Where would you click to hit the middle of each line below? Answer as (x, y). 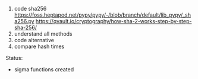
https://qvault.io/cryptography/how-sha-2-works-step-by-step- (114, 21)
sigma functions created (44, 69)
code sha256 (30, 9)
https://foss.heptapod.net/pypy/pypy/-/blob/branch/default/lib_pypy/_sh (103, 15)
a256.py (24, 21)
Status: (14, 58)
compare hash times (39, 46)
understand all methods (43, 34)
